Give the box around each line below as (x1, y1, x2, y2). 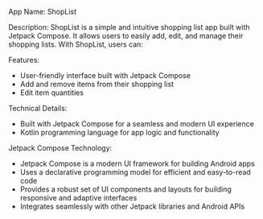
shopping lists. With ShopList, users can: (8, 39, 143, 49)
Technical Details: (8, 104, 68, 113)
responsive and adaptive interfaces (19, 193, 138, 202)
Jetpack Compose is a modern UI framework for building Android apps (19, 159, 255, 168)
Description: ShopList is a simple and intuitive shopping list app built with (8, 23, 250, 31)
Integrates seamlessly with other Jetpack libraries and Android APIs (19, 201, 245, 211)
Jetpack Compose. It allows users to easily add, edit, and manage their (8, 31, 244, 40)
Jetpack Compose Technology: (8, 143, 113, 152)
